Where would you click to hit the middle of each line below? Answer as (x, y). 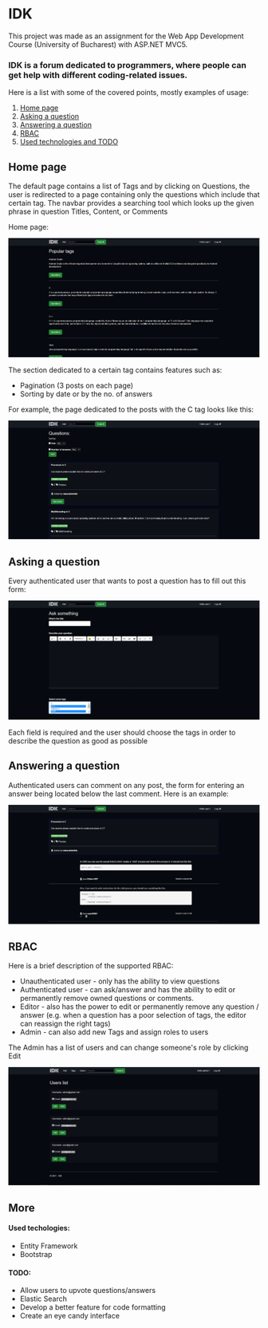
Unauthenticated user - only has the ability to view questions (120, 981)
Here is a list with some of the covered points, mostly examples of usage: (128, 93)
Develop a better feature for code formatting (93, 1307)
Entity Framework (49, 1246)
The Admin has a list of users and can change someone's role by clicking (128, 1048)
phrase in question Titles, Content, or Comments (88, 211)
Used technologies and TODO (69, 142)
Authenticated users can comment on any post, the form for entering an (126, 785)
